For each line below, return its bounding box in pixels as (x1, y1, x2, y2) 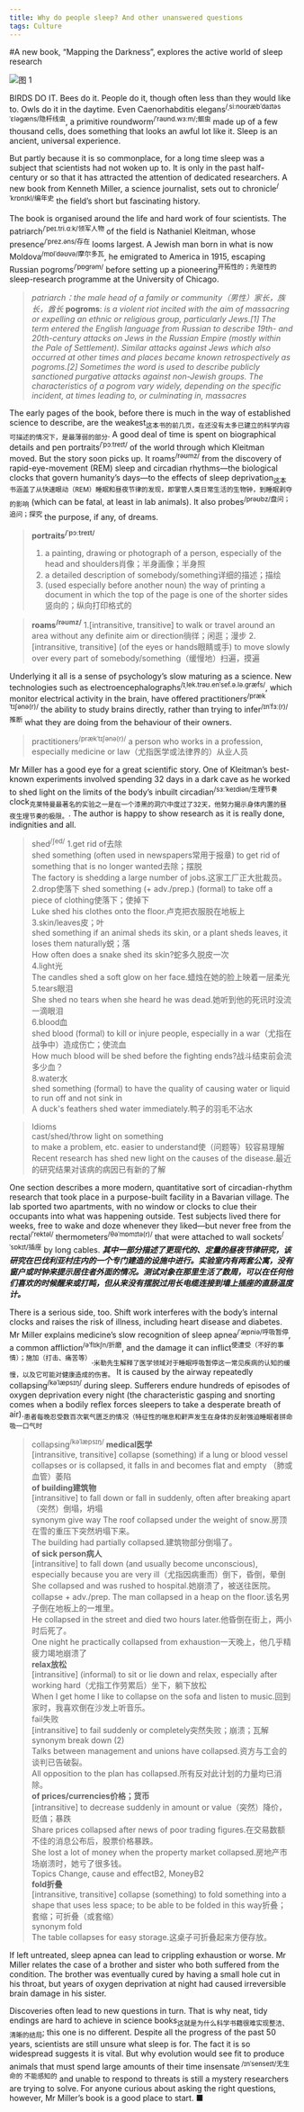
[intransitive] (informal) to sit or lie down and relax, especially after (31, 1669, 278, 1680)
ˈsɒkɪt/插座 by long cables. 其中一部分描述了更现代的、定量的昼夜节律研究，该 (9, 1243, 292, 1255)
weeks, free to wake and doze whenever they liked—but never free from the (9, 1220, 291, 1231)
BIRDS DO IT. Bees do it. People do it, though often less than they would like (9, 92, 291, 103)
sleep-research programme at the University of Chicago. (9, 274, 219, 284)
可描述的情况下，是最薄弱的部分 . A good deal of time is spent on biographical (9, 428, 277, 442)
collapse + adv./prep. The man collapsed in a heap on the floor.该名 (31, 1592, 282, 1603)
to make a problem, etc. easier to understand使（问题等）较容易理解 (31, 1142, 285, 1153)
